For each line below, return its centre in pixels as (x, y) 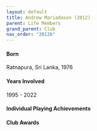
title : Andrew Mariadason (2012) (48, 18)
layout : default (27, 12)
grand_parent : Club (31, 29)
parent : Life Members (34, 23)
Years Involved (25, 81)
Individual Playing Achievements (48, 109)
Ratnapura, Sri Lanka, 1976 (40, 67)
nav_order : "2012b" (31, 35)
